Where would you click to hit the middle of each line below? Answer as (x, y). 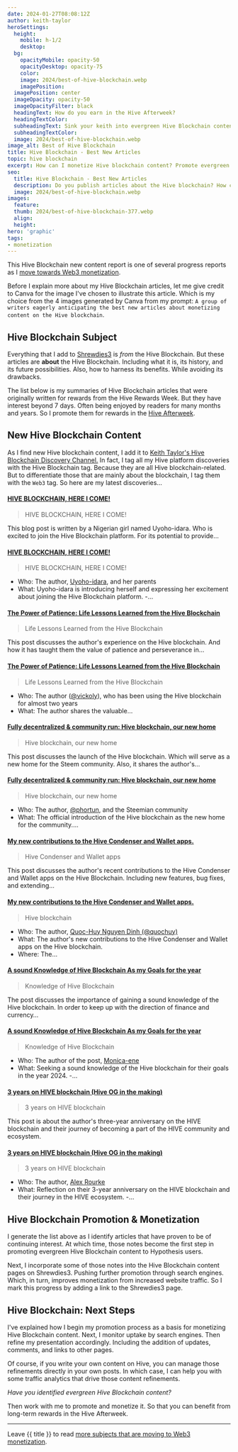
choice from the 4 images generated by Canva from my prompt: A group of (117, 301)
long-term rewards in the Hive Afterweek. (68, 1413)
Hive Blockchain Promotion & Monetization (103, 1219)
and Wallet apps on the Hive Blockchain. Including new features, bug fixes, (116, 878)
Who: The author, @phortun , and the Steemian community (103, 810)
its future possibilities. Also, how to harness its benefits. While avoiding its (115, 369)
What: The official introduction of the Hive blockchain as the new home (121, 817)
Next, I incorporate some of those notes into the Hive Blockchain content (113, 1266)
